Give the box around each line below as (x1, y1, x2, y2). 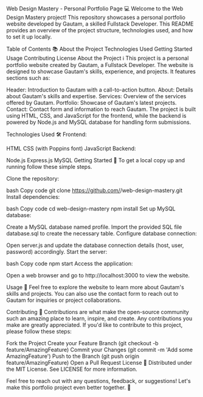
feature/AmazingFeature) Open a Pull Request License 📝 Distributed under (6, 359, 193, 366)
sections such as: (6, 74, 50, 81)
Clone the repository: (6, 175, 60, 182)
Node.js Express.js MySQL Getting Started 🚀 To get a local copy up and (6, 157, 185, 163)
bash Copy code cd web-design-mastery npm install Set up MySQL (6, 205, 176, 212)
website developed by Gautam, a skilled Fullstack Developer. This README (6, 20, 194, 27)
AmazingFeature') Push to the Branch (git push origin (6, 352, 140, 360)
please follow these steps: (6, 328, 72, 335)
